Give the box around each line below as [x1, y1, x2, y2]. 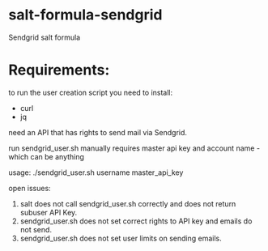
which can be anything [8, 151, 85, 161]
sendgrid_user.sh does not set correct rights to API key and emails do [19, 216, 253, 226]
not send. [19, 224, 53, 234]
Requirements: [8, 61, 110, 79]
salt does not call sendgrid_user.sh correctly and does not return [19, 198, 236, 208]
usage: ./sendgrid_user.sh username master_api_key [8, 168, 184, 177]
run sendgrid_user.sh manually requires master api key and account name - [8, 143, 261, 153]
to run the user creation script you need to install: [8, 87, 173, 97]
